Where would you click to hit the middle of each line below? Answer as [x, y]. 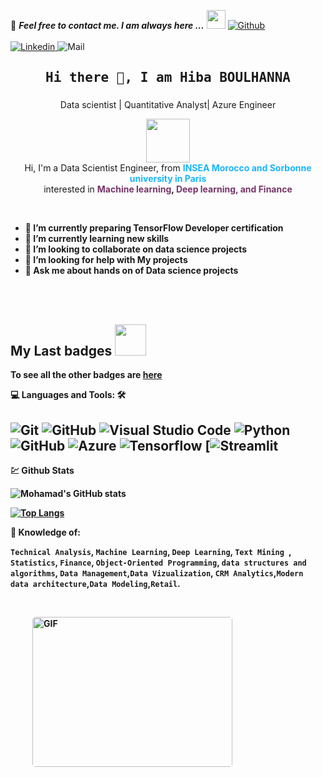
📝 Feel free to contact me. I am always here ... [107, 25]
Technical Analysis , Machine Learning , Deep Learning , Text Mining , [151, 551]
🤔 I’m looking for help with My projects [106, 260]
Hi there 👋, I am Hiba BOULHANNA [168, 78]
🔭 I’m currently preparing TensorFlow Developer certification [154, 228]
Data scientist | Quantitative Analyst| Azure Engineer [168, 105]
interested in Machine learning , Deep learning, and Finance [168, 189]
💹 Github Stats [42, 470]
